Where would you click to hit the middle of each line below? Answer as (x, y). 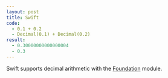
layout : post (23, 12)
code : (13, 23)
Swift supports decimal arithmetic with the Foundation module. (84, 68)
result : (16, 40)
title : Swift (23, 18)
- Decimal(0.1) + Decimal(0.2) (51, 34)
